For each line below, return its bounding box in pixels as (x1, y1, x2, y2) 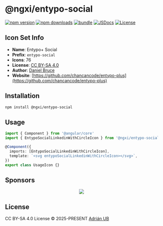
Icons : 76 (12, 57, 32, 63)
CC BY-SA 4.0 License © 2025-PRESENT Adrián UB (5, 216, 109, 221)
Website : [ (12, 72, 33, 78)
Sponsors (5, 176, 35, 184)
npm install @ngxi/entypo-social (5, 105, 73, 110)
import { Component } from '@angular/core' (5, 131, 95, 136)
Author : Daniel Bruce (12, 67, 55, 73)
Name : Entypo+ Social (12, 46, 57, 52)
